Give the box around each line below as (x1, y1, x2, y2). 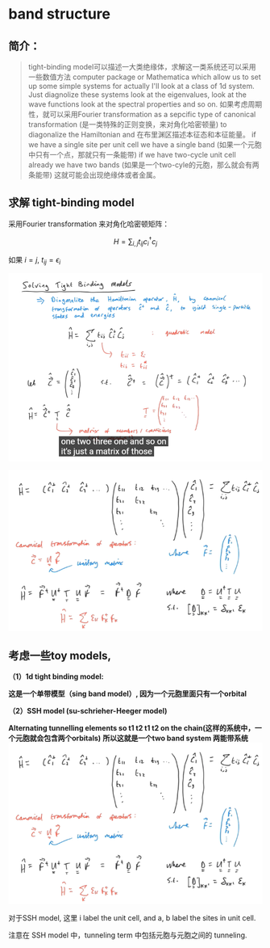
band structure (8, 5, 111, 23)
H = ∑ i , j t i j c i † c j (113, 235, 158, 248)
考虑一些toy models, (8, 648, 111, 663)
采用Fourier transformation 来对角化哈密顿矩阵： (8, 219, 170, 229)
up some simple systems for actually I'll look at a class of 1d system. (27, 82, 255, 91)
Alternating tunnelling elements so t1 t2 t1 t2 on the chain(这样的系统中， (8, 723, 255, 733)
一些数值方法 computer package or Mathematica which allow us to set (27, 72, 262, 82)
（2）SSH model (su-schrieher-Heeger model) (8, 706, 168, 716)
